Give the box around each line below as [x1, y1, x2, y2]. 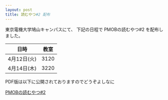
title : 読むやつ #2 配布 [5, 12, 50, 17]
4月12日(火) [8, 55, 37, 62]
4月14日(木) [8, 64, 37, 71]
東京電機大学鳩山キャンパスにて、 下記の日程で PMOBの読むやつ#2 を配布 [5, 26, 159, 32]
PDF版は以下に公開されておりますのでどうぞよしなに [5, 78, 115, 84]
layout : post [5, 7, 33, 12]
